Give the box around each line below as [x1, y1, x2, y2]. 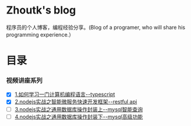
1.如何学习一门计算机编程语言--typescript [14, 91, 116, 98]
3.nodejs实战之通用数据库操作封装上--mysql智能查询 [14, 105, 143, 112]
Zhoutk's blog [6, 4, 76, 17]
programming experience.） [6, 31, 75, 38]
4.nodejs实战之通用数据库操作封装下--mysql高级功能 [14, 113, 143, 120]
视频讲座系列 [6, 77, 43, 85]
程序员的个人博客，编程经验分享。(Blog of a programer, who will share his [6, 24, 186, 31]
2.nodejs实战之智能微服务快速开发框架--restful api [14, 98, 137, 105]
